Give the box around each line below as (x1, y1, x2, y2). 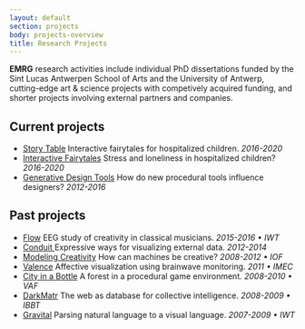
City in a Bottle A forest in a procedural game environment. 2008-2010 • (22, 270, 293, 282)
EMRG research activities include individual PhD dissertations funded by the (9, 64, 294, 75)
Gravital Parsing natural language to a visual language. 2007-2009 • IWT (22, 309, 296, 320)
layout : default (9, 13, 71, 23)
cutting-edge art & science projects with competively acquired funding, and (9, 83, 293, 94)
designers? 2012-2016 (22, 182, 106, 193)
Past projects (9, 208, 86, 224)
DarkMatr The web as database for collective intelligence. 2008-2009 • (22, 290, 291, 301)
